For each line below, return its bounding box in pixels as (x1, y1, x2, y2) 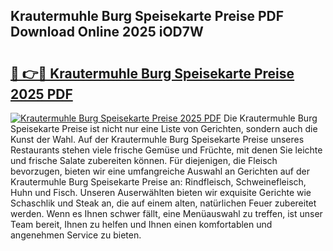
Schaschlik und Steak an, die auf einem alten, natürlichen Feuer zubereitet (10, 197, 317, 209)
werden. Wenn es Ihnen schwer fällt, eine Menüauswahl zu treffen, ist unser (10, 208, 323, 219)
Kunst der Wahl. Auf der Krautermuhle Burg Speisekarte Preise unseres (10, 134, 305, 145)
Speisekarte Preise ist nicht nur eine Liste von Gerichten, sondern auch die (10, 123, 318, 134)
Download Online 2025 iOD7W (10, 24, 204, 41)
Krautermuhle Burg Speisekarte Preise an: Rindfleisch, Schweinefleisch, (10, 176, 307, 188)
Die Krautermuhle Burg (223, 112, 318, 124)
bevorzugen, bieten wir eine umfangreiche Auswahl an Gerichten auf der (10, 165, 310, 177)
